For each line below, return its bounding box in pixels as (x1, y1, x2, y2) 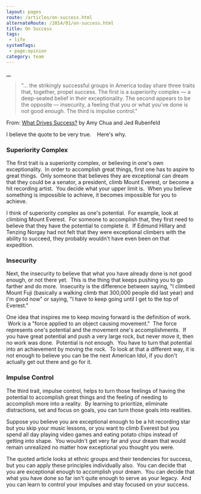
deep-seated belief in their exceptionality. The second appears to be (20, 94, 191, 102)
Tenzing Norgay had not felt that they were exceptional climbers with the (6, 228, 186, 235)
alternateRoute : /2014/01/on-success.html (6, 20, 114, 26)
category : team (6, 54, 44, 60)
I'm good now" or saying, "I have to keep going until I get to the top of (6, 295, 179, 303)
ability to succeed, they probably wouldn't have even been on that (6, 235, 170, 242)
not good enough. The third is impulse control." (20, 107, 138, 114)
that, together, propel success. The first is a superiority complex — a (20, 88, 191, 95)
